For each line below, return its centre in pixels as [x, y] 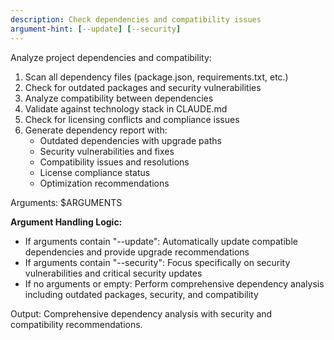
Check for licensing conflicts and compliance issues [132, 119]
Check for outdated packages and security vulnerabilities [143, 87]
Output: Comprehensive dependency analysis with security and [141, 313]
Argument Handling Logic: [66, 222]
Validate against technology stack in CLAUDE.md [126, 108]
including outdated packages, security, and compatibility [141, 294]
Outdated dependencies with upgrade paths [130, 140]
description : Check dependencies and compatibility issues [136, 19]
